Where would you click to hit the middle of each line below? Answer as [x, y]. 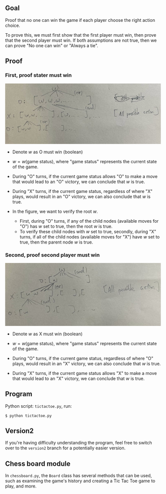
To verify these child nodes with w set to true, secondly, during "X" [88, 231]
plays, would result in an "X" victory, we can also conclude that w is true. [86, 364]
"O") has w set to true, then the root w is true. [66, 226]
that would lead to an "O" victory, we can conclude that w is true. [79, 182]
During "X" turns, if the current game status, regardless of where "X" [83, 191]
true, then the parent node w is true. [56, 242]
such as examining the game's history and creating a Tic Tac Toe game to [80, 481]
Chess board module [38, 463]
